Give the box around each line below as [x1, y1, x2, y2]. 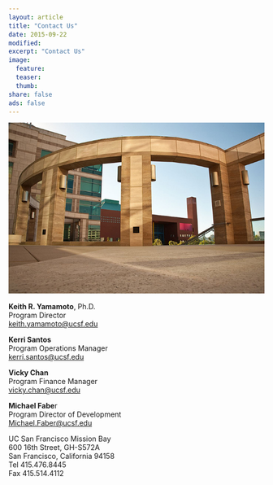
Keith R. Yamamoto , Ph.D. [8, 302, 96, 312]
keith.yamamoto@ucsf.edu [8, 319, 98, 329]
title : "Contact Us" [8, 21, 79, 30]
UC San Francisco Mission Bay [8, 434, 111, 443]
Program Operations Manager [8, 343, 108, 353]
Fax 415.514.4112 [8, 469, 64, 478]
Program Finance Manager [8, 377, 98, 387]
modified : [8, 39, 42, 47]
